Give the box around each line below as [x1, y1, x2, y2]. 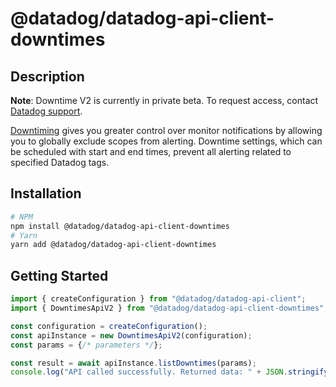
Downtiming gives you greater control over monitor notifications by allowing [10, 125, 323, 136]
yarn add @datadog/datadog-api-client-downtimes [10, 240, 217, 250]
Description [10, 68, 85, 85]
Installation [10, 185, 82, 202]
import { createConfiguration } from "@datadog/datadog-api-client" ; [10, 294, 307, 304]
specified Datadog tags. [10, 157, 110, 168]
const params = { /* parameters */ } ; [10, 340, 163, 350]
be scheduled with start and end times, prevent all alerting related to [10, 146, 292, 157]
